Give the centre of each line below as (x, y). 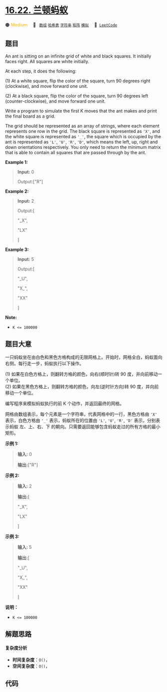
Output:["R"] (30, 181)
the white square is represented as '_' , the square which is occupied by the (83, 136)
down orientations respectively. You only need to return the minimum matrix (83, 147)
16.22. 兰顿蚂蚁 (37, 10)
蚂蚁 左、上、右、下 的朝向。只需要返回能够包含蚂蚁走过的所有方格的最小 (85, 427)
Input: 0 (26, 172)
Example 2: (17, 191)
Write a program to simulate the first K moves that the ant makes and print (81, 111)
